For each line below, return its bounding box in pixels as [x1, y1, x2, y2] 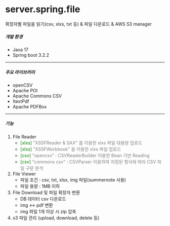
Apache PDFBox [12, 103, 47, 109]
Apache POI [12, 87, 38, 93]
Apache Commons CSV [12, 93, 62, 99]
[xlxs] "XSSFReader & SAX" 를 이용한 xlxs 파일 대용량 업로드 [20, 139, 143, 145]
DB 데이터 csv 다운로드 [20, 196, 67, 202]
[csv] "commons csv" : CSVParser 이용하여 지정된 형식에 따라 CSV [20, 159, 156, 165]
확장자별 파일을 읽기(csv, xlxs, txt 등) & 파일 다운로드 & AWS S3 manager [5, 21, 152, 27]
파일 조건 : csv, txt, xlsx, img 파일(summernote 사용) [20, 176, 126, 183]
